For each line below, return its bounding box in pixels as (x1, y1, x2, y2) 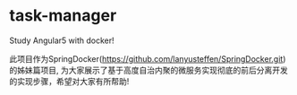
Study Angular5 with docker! (9, 35, 115, 46)
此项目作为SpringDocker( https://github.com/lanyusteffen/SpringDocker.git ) (9, 53, 286, 64)
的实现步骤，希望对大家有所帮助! (9, 75, 130, 86)
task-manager (9, 5, 117, 26)
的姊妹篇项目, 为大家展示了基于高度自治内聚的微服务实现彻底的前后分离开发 (9, 65, 288, 75)
